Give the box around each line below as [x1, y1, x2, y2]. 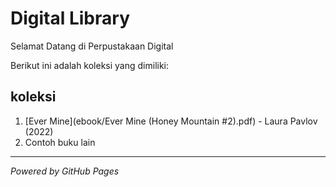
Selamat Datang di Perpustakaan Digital [10, 40, 174, 52]
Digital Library [10, 7, 130, 30]
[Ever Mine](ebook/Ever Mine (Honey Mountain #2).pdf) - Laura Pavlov [24, 115, 318, 127]
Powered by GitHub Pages [10, 165, 120, 177]
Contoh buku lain [24, 136, 96, 148]
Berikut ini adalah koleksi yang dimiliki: [10, 59, 170, 71]
